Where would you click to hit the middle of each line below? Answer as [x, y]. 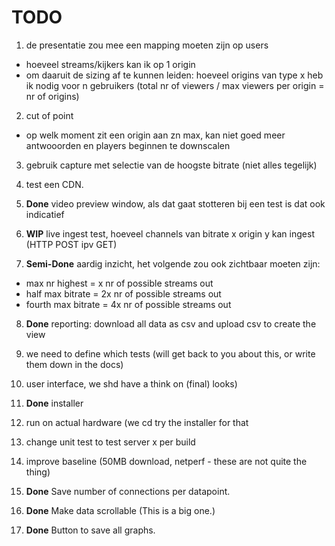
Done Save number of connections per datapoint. [128, 491]
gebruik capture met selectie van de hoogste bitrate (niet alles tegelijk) [171, 165]
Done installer [54, 403]
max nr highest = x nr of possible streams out [119, 283]
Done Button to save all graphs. [90, 530]
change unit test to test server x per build [110, 442]
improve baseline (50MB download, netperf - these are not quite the [166, 461]
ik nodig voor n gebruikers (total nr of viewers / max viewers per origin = [175, 85]
